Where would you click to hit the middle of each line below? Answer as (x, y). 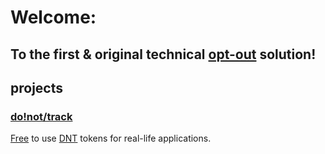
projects (37, 87)
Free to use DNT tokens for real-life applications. (111, 138)
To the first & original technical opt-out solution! (163, 54)
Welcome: (53, 17)
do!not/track (41, 116)
